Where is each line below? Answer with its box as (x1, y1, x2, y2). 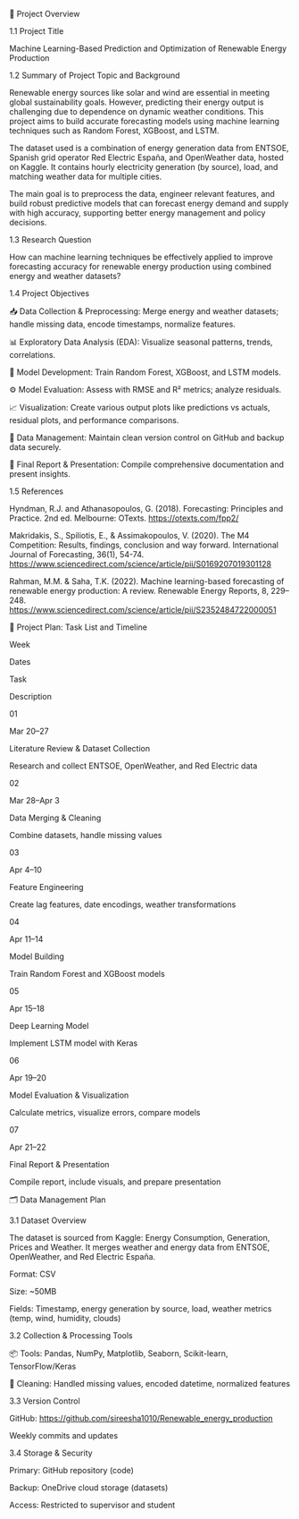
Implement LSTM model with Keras (9, 1038, 138, 1048)
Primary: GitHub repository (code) (9, 1465, 134, 1475)
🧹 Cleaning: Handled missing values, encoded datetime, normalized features (9, 1379, 291, 1388)
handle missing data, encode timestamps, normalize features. (9, 318, 237, 329)
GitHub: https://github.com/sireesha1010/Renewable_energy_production (9, 1413, 274, 1423)
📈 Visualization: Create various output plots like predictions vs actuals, (9, 403, 270, 412)
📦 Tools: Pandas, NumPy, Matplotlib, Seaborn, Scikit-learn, (9, 1348, 228, 1359)
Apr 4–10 (9, 864, 43, 875)
